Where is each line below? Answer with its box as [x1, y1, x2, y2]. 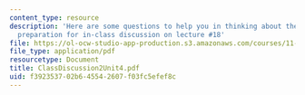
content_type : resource [9, 13, 100, 23]
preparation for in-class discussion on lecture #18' [17, 30, 225, 39]
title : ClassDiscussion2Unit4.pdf [9, 64, 141, 73]
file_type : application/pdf [9, 47, 116, 56]
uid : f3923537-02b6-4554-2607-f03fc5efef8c [9, 72, 177, 81]
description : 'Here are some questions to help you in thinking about [9, 22, 282, 31]
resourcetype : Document [9, 55, 100, 64]
